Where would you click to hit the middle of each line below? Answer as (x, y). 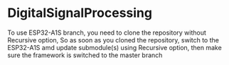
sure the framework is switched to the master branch (85, 55)
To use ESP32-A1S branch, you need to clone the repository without (107, 32)
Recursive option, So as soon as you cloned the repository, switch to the (113, 40)
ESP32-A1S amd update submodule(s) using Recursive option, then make (114, 47)
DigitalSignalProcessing (80, 13)
